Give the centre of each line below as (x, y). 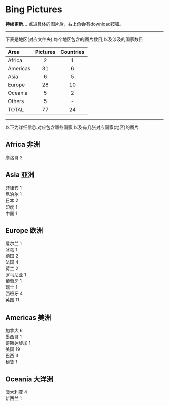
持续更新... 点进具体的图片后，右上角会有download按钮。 (65, 24)
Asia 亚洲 (20, 175)
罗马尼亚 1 (16, 275)
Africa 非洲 (23, 144)
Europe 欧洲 (24, 230)
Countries (72, 52)
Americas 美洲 (28, 317)
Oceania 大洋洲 (29, 379)
